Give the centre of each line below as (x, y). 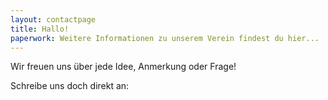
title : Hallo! (40, 29)
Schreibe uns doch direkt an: (70, 86)
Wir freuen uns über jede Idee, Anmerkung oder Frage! (123, 67)
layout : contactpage (53, 19)
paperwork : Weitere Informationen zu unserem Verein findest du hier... (165, 38)
